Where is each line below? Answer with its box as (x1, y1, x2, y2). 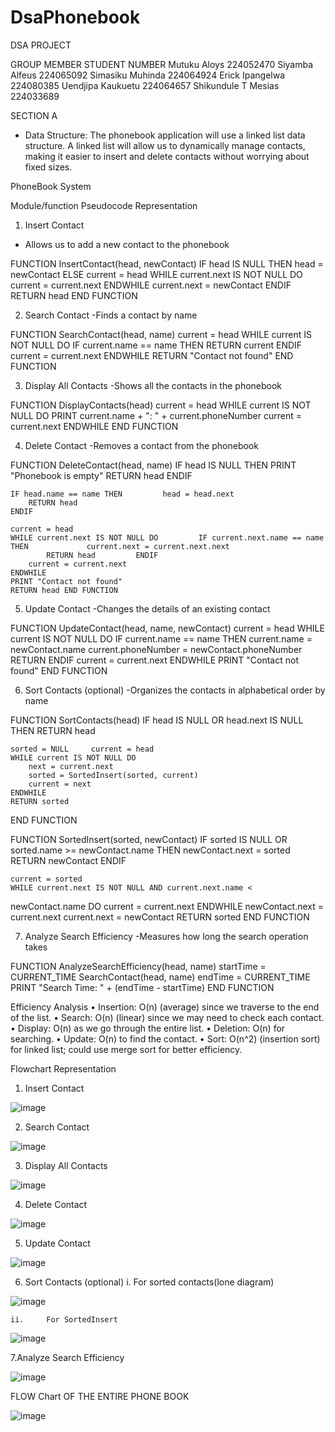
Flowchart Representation (10, 1062, 117, 1075)
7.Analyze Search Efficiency (10, 1351, 125, 1363)
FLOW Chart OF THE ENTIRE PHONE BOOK (10, 1390, 190, 1402)
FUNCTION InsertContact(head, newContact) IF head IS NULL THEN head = (10, 257, 324, 270)
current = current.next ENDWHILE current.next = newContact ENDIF (10, 279, 292, 291)
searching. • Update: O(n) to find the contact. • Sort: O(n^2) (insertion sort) (10, 1032, 321, 1045)
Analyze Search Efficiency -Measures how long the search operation (24, 930, 309, 942)
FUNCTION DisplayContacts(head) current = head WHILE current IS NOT (10, 399, 312, 411)
